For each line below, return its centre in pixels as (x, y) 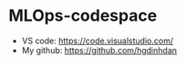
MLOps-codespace (83, 16)
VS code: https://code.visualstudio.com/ (98, 41)
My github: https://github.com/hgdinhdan (99, 50)
